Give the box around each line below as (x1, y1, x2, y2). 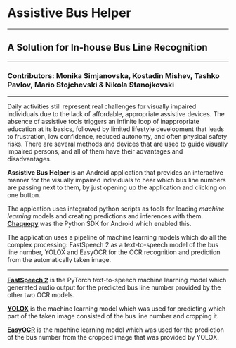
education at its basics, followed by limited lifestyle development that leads (7, 125, 225, 133)
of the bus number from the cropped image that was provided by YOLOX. (7, 333, 219, 342)
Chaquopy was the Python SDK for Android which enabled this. (7, 220, 192, 228)
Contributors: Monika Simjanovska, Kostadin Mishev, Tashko (7, 70, 220, 80)
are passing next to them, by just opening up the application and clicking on (7, 183, 227, 192)
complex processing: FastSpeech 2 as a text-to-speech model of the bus (7, 241, 219, 249)
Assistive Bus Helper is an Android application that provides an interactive (7, 168, 223, 177)
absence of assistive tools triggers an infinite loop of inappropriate (7, 118, 199, 126)
